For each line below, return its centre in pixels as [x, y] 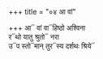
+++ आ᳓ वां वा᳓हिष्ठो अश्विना [47, 28]
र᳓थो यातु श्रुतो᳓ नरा [34, 37]
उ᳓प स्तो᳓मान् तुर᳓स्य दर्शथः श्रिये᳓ [52, 46]
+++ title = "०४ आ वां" [42, 12]
